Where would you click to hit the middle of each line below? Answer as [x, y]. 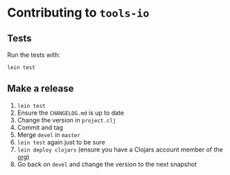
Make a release [41, 89]
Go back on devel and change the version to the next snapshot [107, 164]
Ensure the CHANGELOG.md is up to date [71, 113]
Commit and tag [40, 127]
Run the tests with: [34, 55]
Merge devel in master [49, 135]
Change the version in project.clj [67, 120]
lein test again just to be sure [61, 142]
